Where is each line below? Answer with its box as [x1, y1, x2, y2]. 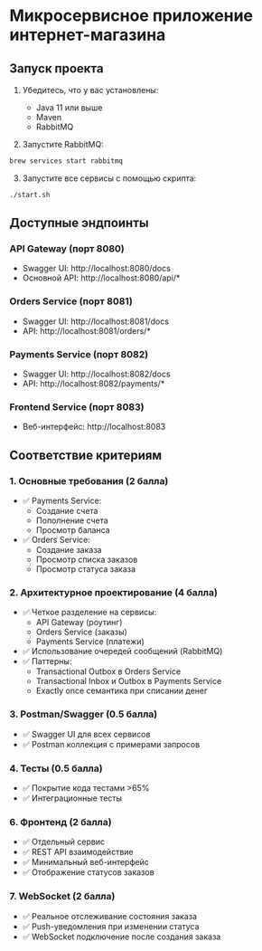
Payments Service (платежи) [35, 636, 145, 647]
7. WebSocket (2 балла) [9, 890, 116, 903]
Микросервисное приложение [9, 5, 253, 26]
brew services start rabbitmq [9, 157, 124, 166]
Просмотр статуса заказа [35, 564, 136, 575]
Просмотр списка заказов [35, 554, 138, 566]
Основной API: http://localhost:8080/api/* [22, 272, 181, 283]
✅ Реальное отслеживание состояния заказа [22, 910, 197, 921]
